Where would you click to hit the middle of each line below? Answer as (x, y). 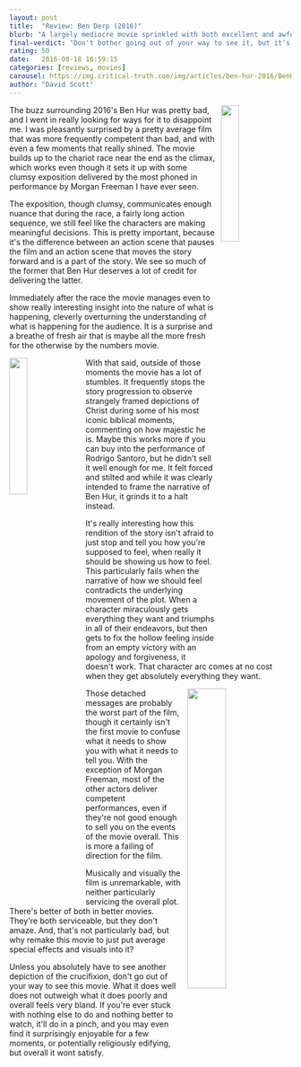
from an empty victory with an (141, 647)
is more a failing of (120, 846)
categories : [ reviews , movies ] (68, 68)
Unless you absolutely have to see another (88, 966)
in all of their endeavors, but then (146, 628)
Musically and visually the (133, 873)
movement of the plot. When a (142, 599)
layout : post (34, 18)
